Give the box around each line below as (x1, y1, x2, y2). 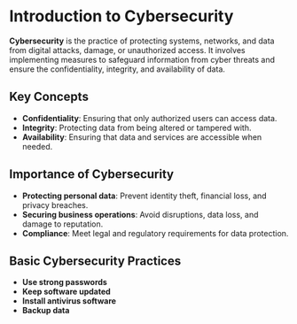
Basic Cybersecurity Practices (9, 253, 182, 268)
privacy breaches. (21, 199, 89, 210)
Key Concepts (9, 89, 89, 104)
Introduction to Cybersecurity (9, 6, 234, 27)
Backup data (21, 305, 70, 316)
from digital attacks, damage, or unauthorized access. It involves (9, 44, 246, 55)
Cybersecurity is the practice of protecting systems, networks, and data (9, 35, 275, 46)
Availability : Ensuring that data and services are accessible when (21, 131, 262, 143)
